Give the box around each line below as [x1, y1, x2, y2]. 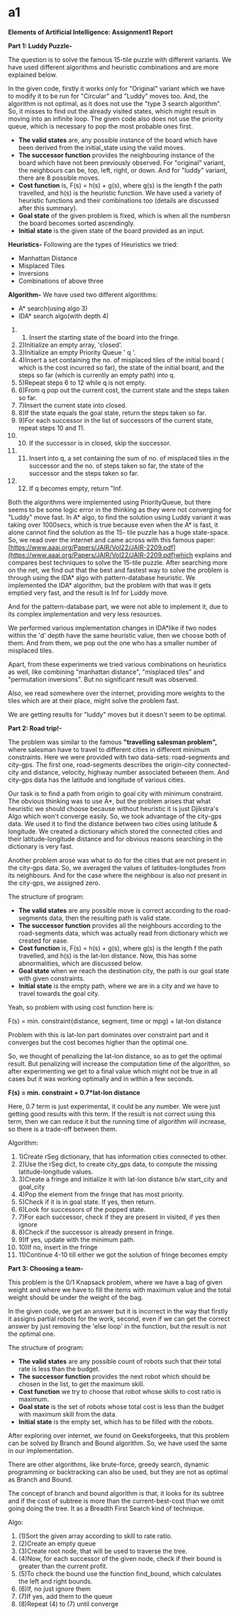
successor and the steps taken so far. [28, 468, 139, 477]
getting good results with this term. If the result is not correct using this [8, 1110, 216, 1118]
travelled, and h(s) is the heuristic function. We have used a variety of [18, 188, 222, 197]
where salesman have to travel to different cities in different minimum [8, 745, 210, 753]
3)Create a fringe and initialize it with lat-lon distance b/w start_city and [18, 1174, 228, 1184]
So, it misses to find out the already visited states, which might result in [8, 107, 216, 115]
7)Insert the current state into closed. [18, 401, 127, 409]
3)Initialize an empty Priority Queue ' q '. [18, 348, 136, 356]
